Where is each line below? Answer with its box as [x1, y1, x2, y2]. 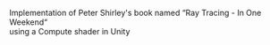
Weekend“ [9, 17, 47, 27]
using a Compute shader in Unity [9, 26, 131, 36]
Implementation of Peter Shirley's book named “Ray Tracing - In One [9, 8, 262, 18]
